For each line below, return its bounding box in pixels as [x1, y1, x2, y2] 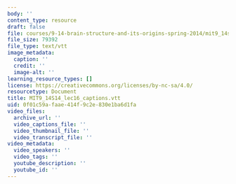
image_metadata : [7, 50, 55, 57]
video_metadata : [7, 141, 55, 148]
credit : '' [13, 62, 46, 69]
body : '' [7, 10, 33, 17]
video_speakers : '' [13, 147, 71, 154]
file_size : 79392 [7, 36, 58, 43]
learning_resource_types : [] [7, 75, 93, 83]
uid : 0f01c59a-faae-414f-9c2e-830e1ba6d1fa [7, 101, 137, 108]
